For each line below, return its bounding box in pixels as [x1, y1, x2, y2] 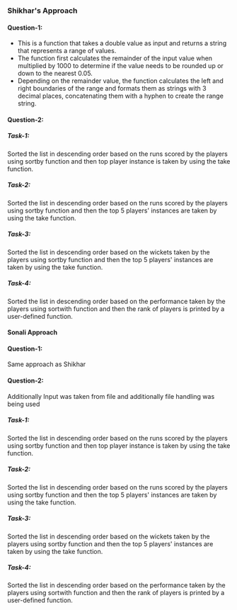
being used [7, 400, 40, 408]
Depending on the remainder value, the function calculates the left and [17, 77, 224, 85]
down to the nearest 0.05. [17, 69, 93, 78]
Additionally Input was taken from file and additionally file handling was [7, 392, 215, 400]
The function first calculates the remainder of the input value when [17, 54, 213, 62]
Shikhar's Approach [7, 6, 78, 16]
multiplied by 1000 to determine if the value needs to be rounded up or [17, 62, 224, 70]
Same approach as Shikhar [7, 360, 86, 368]
